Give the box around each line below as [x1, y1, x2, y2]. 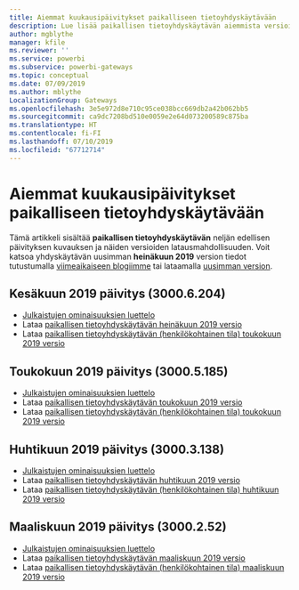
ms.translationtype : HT [9, 121, 98, 130]
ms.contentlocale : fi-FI [9, 129, 101, 138]
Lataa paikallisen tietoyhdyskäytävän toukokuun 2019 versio [21, 397, 243, 408]
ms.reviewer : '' [9, 46, 69, 55]
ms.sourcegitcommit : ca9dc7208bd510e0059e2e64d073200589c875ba [9, 112, 249, 121]
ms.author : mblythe [9, 87, 82, 96]
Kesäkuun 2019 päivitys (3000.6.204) [9, 286, 226, 301]
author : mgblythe [9, 29, 74, 38]
